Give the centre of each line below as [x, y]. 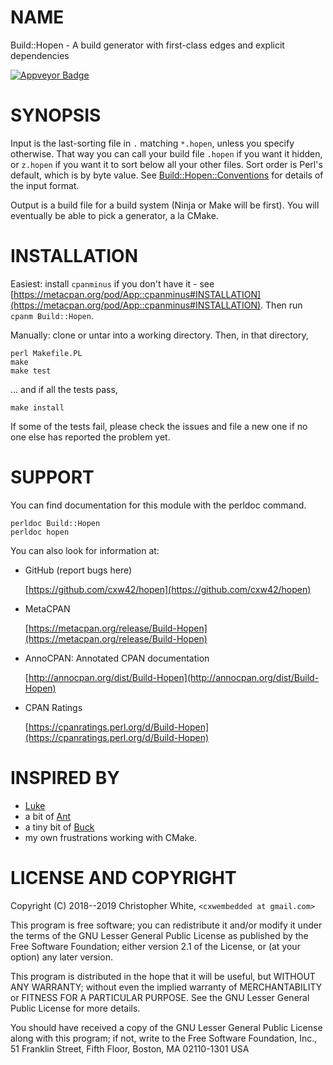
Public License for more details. [75, 1008]
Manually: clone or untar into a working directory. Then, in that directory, [159, 335]
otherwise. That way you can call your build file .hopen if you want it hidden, [166, 153]
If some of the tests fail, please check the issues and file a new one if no [159, 426]
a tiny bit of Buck [59, 827]
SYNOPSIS [56, 115]
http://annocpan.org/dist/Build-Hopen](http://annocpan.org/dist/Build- [174, 677]
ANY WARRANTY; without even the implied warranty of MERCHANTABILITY [166, 987]
